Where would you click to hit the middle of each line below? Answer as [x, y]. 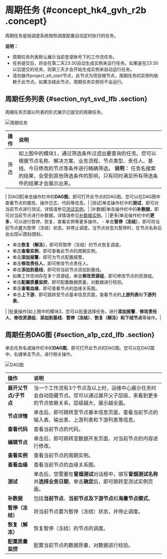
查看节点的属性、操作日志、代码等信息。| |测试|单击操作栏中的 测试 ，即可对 [82, 203]
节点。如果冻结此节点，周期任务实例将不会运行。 [76, 82]
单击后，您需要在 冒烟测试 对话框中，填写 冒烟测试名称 [96, 474]
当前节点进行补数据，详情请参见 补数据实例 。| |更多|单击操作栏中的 [82, 215]
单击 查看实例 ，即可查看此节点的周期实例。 [56, 251]
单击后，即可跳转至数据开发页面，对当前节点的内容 [93, 438]
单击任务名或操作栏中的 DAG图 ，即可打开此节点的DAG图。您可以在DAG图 [80, 348]
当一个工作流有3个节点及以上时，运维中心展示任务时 [95, 388]
